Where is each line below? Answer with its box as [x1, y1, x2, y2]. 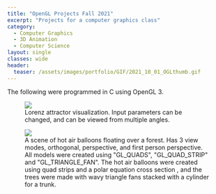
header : [7, 62, 30, 69]
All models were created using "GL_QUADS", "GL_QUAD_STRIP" [24, 150, 208, 159]
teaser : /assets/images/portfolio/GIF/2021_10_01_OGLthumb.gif [13, 68, 201, 75]
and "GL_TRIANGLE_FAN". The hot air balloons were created [24, 158, 198, 166]
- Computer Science [13, 42, 70, 49]
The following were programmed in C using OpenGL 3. [7, 88, 164, 96]
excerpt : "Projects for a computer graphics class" [7, 17, 160, 24]
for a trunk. [24, 180, 57, 188]
